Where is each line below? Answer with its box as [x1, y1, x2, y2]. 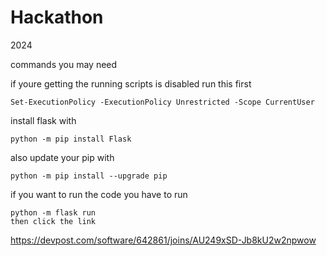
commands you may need [10, 58, 118, 70]
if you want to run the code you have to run [10, 188, 188, 200]
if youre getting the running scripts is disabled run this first [10, 77, 252, 90]
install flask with [10, 114, 77, 126]
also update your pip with [10, 151, 115, 163]
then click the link [10, 216, 97, 226]
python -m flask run [10, 207, 97, 218]
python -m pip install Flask [10, 134, 132, 144]
